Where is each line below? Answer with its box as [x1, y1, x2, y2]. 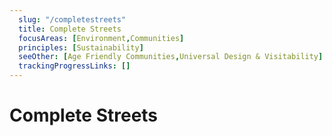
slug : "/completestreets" [18, 14, 127, 25]
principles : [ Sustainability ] [18, 42, 144, 53]
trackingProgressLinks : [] [18, 61, 131, 71]
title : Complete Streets [18, 24, 122, 34]
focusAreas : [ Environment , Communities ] [18, 33, 185, 43]
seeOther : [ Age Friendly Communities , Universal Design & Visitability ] [18, 52, 324, 62]
